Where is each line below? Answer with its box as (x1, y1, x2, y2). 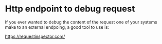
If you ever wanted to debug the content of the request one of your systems (5, 19, 157, 25)
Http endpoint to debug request (5, 3, 135, 14)
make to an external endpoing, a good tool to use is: (5, 24, 109, 30)
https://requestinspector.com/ (5, 33, 65, 39)
